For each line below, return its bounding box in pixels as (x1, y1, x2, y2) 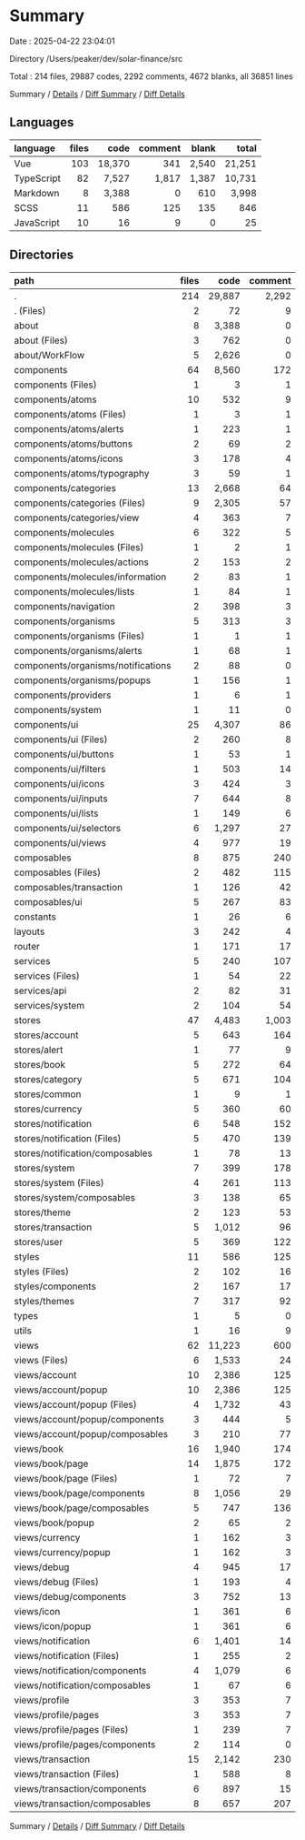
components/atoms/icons (14, 452, 124, 465)
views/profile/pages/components (14, 1738, 156, 1751)
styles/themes (14, 1294, 75, 1307)
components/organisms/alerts (14, 644, 143, 657)
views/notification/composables (14, 1679, 152, 1692)
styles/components (14, 1280, 97, 1292)
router (14, 940, 41, 952)
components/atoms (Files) (14, 407, 127, 420)
